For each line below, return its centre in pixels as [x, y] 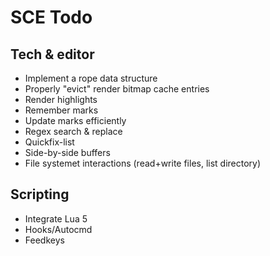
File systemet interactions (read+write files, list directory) [143, 163]
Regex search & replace [73, 131]
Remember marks [61, 110]
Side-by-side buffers [67, 152]
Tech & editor [52, 54]
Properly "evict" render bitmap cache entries [117, 89]
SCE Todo [51, 17]
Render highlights [61, 99]
